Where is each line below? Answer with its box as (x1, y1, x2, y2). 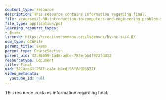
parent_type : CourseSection (5, 48, 63, 53)
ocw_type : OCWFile (5, 39, 43, 44)
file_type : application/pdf (5, 21, 63, 26)
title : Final (5, 62, 32, 67)
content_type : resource (5, 7, 54, 12)
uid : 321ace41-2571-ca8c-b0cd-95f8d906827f (5, 67, 96, 72)
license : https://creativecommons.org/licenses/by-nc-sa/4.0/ (5, 35, 136, 40)
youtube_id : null (9, 76, 45, 81)
